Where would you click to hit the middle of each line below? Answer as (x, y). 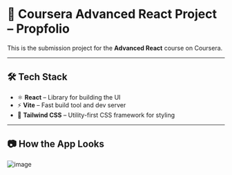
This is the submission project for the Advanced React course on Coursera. (115, 48)
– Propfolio (39, 29)
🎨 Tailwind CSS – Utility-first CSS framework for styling (96, 115)
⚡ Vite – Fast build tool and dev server (71, 105)
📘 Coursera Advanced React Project (112, 14)
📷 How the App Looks (56, 144)
